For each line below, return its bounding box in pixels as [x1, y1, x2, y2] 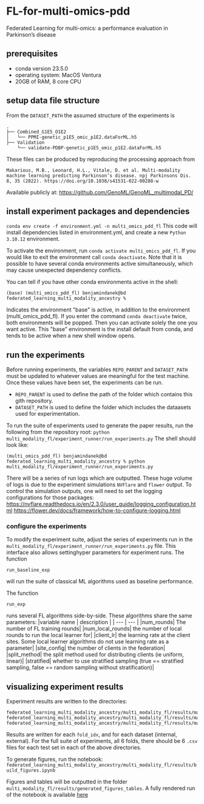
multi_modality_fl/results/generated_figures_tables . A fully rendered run [6, 784, 195, 792]
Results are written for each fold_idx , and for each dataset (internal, [6, 731, 177, 738]
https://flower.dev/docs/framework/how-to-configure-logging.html [13, 507, 181, 514]
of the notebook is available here [6, 791, 89, 799]
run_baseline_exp [6, 567, 50, 574]
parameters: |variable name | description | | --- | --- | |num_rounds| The [6, 619, 186, 626]
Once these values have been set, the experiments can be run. [6, 379, 163, 386]
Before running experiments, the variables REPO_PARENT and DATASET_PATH [6, 366, 188, 373]
